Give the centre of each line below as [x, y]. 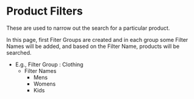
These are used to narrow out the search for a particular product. [88, 28]
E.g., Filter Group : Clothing [49, 64]
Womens [45, 84]
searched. [19, 52]
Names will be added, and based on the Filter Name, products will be [93, 46]
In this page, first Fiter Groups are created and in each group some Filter [97, 39]
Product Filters [45, 11]
